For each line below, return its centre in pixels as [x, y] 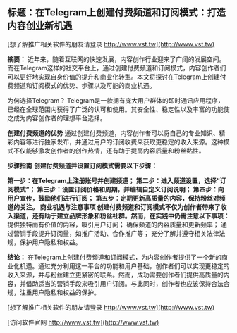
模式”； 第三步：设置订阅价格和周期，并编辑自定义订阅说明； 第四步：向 [119, 189]
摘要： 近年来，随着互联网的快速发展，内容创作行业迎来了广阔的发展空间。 [116, 59]
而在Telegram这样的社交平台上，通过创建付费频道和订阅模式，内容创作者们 [117, 68]
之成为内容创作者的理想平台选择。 [57, 118]
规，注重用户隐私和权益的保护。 [54, 292]
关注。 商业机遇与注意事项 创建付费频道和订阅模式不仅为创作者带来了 [120, 207]
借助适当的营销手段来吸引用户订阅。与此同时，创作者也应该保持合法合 [128, 283]
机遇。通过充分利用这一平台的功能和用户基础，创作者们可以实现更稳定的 [124, 265]
